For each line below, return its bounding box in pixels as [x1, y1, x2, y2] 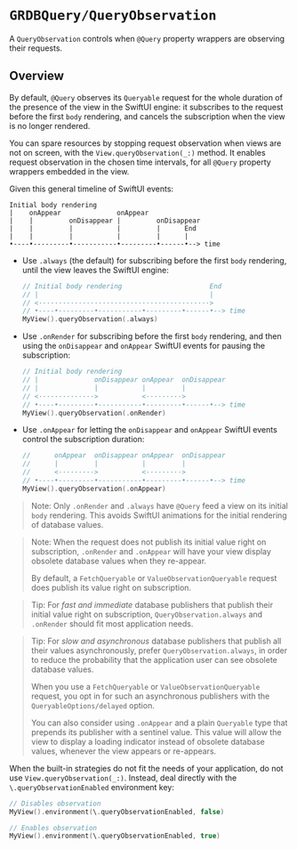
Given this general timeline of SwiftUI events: [9, 183, 174, 194]
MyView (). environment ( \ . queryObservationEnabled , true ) [9, 831, 221, 841]
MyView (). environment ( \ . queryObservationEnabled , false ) [9, 807, 225, 816]
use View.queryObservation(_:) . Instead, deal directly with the [9, 772, 237, 783]
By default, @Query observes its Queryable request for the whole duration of [9, 92, 283, 102]
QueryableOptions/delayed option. [30, 699, 156, 710]
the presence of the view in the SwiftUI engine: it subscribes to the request [9, 101, 284, 112]
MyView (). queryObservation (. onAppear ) [21, 484, 166, 493]
